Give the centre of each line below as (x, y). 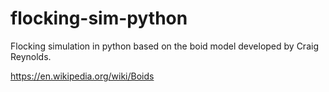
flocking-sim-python (99, 18)
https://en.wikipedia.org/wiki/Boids (82, 76)
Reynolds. (31, 56)
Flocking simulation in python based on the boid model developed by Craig (164, 46)
